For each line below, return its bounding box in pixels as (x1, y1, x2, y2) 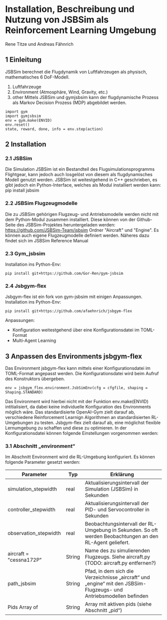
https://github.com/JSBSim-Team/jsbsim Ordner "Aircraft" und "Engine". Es (5, 227, 159, 233)
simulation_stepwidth (7, 486, 57, 493)
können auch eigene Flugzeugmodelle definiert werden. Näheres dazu (5, 232, 150, 238)
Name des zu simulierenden (84, 547, 150, 554)
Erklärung (110, 471, 134, 478)
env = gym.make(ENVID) (5, 118, 52, 123)
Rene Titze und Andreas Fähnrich (5, 41, 74, 47)
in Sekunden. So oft (112, 526, 158, 533)
